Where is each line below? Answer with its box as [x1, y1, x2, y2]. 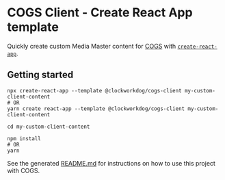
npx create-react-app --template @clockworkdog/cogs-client [7, 87, 183, 94]
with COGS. [7, 166, 40, 175]
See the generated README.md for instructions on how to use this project [7, 159, 215, 167]
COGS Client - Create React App [7, 5, 193, 21]
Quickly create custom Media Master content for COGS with [7, 42, 176, 50]
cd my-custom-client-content [7, 123, 90, 130]
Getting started [7, 69, 74, 81]
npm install [7, 135, 41, 142]
